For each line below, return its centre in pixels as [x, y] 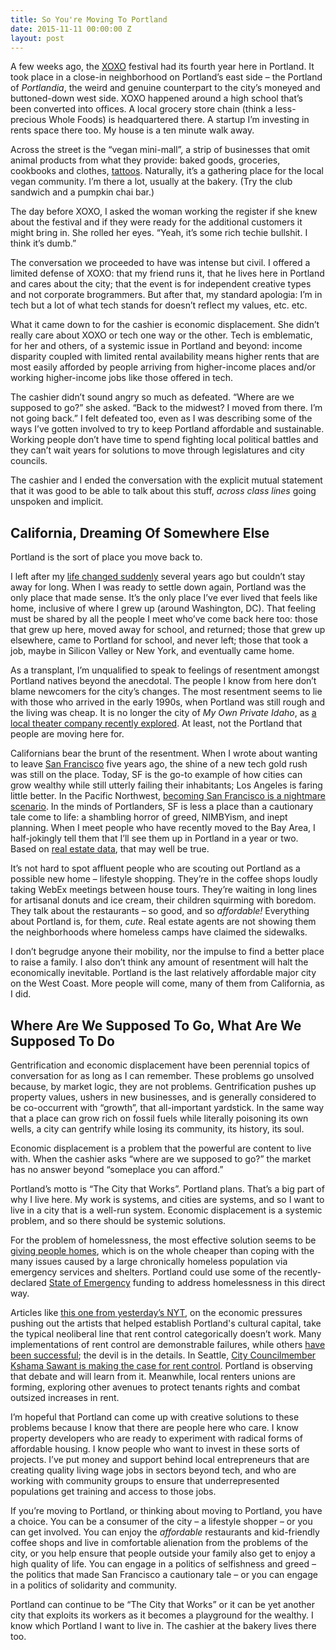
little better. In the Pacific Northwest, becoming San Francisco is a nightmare [168, 796]
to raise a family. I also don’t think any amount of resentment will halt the [159, 962]
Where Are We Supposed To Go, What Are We [156, 1025]
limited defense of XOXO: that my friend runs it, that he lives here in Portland [167, 273]
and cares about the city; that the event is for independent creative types [161, 284]
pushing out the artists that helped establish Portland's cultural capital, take [166, 1323]
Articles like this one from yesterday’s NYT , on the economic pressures [156, 1312]
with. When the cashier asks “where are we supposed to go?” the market [161, 1159]
